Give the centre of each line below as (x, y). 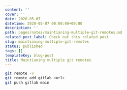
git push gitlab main (27, 83)
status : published (24, 46)
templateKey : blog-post (30, 55)
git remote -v (20, 74)
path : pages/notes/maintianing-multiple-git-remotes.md (63, 32)
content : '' (17, 10)
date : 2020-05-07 (23, 19)
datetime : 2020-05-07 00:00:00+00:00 (44, 23)
